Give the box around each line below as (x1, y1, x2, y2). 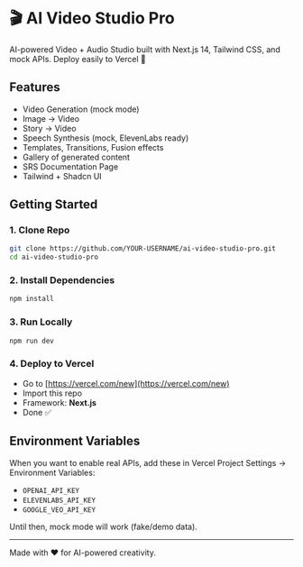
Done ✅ (22, 407, 52, 417)
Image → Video (22, 113, 79, 123)
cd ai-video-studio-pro (9, 252, 99, 262)
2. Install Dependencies (9, 274, 115, 287)
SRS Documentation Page (22, 160, 119, 172)
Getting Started (9, 197, 98, 213)
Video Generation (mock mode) (22, 104, 140, 114)
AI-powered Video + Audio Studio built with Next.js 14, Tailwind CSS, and (9, 43, 281, 55)
